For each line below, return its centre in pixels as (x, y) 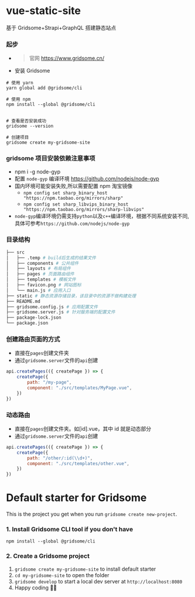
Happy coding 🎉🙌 (36, 588)
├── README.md (23, 301)
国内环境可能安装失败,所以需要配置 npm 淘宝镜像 (73, 186)
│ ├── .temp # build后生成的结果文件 (51, 258)
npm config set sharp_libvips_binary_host (76, 204)
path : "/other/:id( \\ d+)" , (60, 458)
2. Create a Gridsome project (48, 556)
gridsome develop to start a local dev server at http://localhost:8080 (98, 581)
